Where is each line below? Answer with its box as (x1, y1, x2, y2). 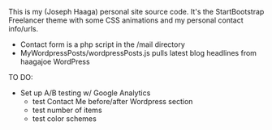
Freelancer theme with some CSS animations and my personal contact (8, 15, 244, 25)
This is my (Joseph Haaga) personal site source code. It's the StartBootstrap (8, 7, 265, 16)
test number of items (32, 105, 103, 115)
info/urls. (8, 24, 39, 33)
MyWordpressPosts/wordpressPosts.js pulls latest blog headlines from (19, 48, 257, 57)
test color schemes (32, 114, 97, 124)
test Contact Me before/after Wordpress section (32, 97, 193, 106)
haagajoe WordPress (19, 57, 91, 66)
